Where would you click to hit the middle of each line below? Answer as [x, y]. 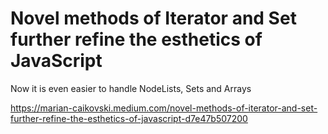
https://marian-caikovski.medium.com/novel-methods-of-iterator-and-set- [164, 108]
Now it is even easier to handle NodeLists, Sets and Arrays [131, 88]
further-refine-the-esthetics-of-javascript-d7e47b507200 [129, 118]
